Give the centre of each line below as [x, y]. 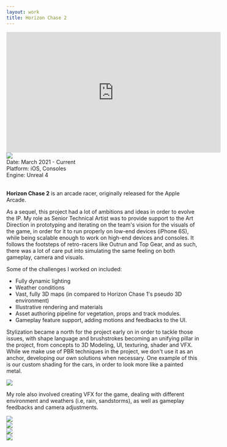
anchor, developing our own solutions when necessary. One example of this [102, 358]
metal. [14, 370]
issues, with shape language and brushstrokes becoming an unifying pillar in [103, 338]
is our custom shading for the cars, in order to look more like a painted [95, 364]
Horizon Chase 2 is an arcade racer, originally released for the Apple [93, 193]
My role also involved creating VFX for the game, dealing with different [95, 394]
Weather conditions [40, 287]
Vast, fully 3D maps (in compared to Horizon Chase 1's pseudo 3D [99, 294]
